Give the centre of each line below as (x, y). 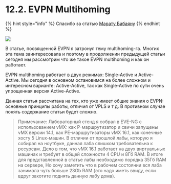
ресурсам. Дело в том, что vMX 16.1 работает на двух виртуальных (91, 149)
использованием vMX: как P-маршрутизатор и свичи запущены (88, 127)
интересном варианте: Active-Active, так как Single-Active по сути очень (85, 85)
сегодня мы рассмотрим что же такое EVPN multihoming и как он (77, 59)
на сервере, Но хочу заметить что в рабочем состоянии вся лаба (90, 165)
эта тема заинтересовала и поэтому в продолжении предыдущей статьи (85, 54)
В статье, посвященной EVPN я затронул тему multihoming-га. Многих (82, 48)
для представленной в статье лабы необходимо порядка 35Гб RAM (92, 159)
